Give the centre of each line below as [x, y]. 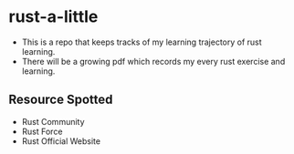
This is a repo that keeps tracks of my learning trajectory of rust [142, 42]
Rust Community [53, 121]
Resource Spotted [61, 100]
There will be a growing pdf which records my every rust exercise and [153, 61]
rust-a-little [53, 17]
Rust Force [42, 131]
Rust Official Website [61, 141]
